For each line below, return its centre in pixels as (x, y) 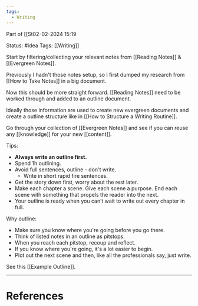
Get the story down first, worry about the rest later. (76, 182)
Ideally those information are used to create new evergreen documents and (98, 110)
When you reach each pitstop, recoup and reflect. (75, 242)
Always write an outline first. (51, 157)
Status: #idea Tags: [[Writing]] (43, 45)
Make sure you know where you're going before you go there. (90, 230)
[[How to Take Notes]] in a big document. (56, 81)
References (35, 296)
